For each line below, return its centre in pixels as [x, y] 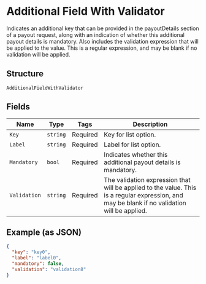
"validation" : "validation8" [49, 269]
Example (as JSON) [44, 232]
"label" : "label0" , [37, 258]
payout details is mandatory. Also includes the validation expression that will [103, 41]
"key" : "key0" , [31, 252]
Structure [25, 74]
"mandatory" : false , [38, 264]
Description [150, 124]
